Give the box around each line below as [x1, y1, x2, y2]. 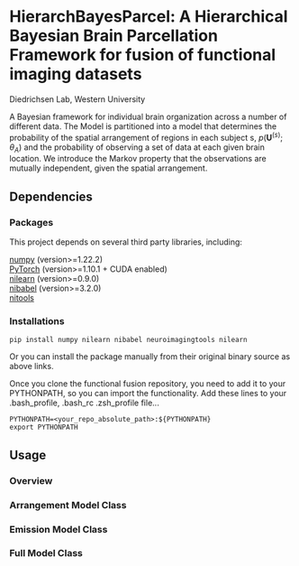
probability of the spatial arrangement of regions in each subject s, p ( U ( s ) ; [9, 130, 284, 143]
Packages [9, 216, 54, 228]
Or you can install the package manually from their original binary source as [9, 351, 291, 362]
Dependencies [9, 189, 93, 204]
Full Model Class [9, 547, 83, 560]
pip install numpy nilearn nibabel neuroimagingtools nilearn [9, 336, 248, 345]
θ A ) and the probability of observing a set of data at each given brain [9, 142, 266, 154]
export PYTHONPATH [9, 422, 78, 432]
